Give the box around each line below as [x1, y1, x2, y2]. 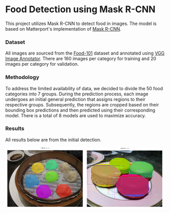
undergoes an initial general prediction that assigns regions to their [5, 96, 146, 102]
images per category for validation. [5, 61, 79, 67]
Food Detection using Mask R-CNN [5, 4, 156, 15]
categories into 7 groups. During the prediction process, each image [5, 91, 149, 97]
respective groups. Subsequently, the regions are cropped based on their [5, 101, 159, 108]
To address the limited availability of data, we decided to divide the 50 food [5, 85, 163, 91]
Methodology [5, 74, 40, 81]
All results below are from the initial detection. [5, 137, 102, 143]
